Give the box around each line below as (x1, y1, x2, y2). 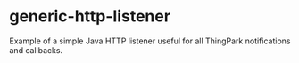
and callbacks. (9, 44, 63, 55)
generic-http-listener (9, 6, 171, 27)
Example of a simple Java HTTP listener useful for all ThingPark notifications (9, 35, 291, 46)
